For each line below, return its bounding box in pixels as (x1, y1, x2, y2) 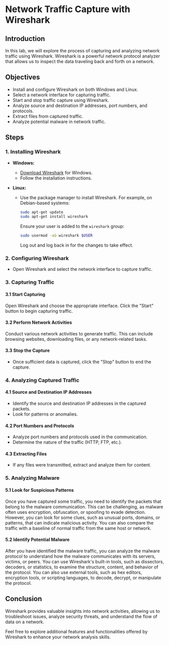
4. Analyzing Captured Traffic (5, 377, 80, 384)
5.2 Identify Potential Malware (5, 537, 70, 543)
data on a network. (5, 619, 44, 625)
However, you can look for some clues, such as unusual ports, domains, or (5, 514, 160, 520)
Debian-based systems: (20, 200, 70, 206)
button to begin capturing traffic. (5, 308, 73, 314)
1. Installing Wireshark (5, 148, 61, 155)
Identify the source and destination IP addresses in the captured (12, 400, 146, 406)
